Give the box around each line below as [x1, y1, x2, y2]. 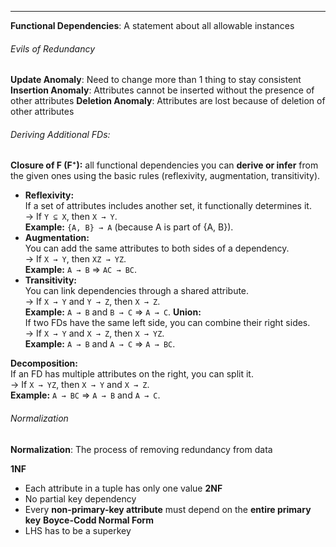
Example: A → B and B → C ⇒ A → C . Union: [24, 306, 202, 318]
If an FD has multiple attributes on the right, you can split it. [10, 368, 254, 380]
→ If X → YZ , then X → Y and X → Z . [10, 379, 150, 391]
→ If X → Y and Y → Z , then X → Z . [24, 296, 161, 308]
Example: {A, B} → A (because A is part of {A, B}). [24, 221, 234, 233]
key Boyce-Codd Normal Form [24, 514, 154, 526]
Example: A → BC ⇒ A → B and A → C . [10, 389, 161, 401]
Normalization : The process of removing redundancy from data [10, 443, 273, 455]
